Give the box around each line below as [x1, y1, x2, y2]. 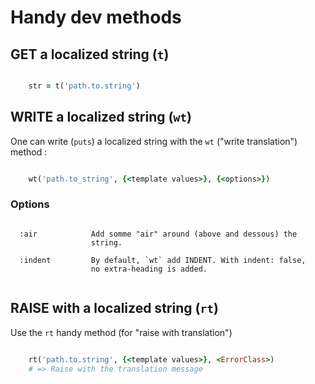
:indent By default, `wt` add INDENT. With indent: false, [19, 255, 307, 265]
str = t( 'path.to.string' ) [28, 81, 141, 91]
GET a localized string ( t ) [10, 46, 170, 63]
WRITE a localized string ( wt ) [10, 109, 192, 126]
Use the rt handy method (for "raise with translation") [10, 326, 233, 338]
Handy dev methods [10, 6, 182, 29]
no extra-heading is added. [90, 264, 208, 274]
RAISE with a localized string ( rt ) [10, 300, 219, 317]
